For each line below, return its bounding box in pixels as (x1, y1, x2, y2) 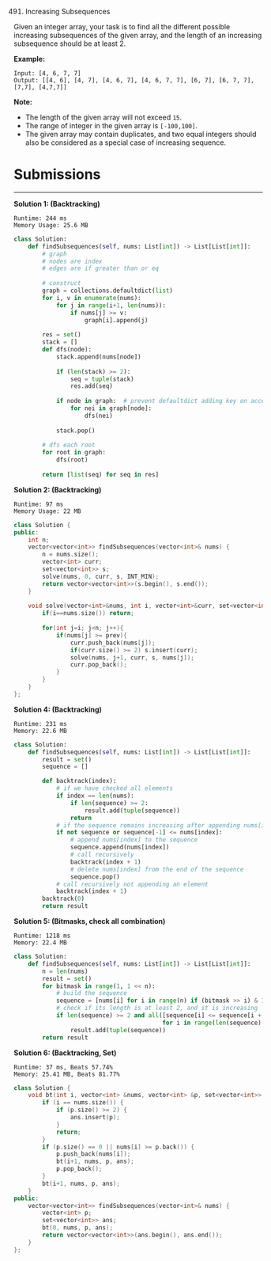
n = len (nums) (42, 967, 88, 975)
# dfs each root (42, 441, 96, 450)
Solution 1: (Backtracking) (13, 199, 100, 208)
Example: (13, 55, 46, 63)
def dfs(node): (42, 346, 92, 354)
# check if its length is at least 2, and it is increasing (55, 1005, 258, 1012)
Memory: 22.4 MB (13, 939, 67, 947)
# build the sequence (55, 989, 128, 997)
